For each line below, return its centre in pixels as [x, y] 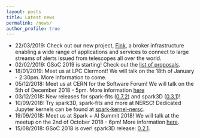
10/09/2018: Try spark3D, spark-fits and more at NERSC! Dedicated [98, 103]
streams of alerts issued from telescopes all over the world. [88, 58]
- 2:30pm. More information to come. [60, 77]
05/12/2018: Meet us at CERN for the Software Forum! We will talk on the [104, 84]
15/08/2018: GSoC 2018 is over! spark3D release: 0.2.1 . [83, 128]
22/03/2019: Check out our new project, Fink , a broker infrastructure [99, 46]
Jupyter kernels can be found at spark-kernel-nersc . [80, 109]
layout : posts [24, 12]
